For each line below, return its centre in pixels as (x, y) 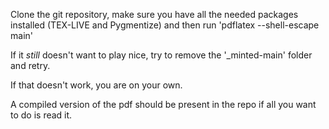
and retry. (30, 65)
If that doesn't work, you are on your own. (96, 85)
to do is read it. (41, 115)
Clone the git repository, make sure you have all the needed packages (154, 14)
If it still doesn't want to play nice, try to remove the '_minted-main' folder (161, 55)
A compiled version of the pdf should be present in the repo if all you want (163, 104)
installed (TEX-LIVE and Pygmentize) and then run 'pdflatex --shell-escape (165, 25)
